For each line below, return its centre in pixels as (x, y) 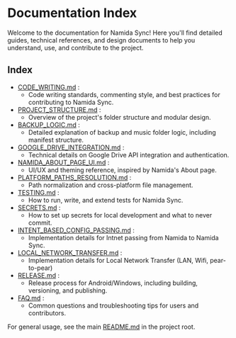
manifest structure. (56, 140)
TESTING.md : (38, 192)
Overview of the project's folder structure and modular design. (119, 117)
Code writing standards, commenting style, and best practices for (124, 94)
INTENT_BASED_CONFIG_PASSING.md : (76, 230)
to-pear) (40, 268)
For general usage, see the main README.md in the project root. (101, 327)
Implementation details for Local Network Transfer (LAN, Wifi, (118, 260)
